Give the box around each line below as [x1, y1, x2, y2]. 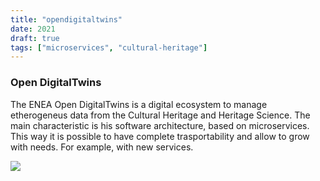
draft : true [10, 33, 60, 43]
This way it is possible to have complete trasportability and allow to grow [10, 130, 310, 142]
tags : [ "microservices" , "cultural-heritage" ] [10, 42, 208, 53]
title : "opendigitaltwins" [10, 14, 123, 25]
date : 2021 [10, 24, 56, 34]
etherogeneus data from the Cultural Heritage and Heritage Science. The [10, 109, 311, 121]
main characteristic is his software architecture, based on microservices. [10, 119, 310, 131]
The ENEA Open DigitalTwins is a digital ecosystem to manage [10, 98, 268, 110]
